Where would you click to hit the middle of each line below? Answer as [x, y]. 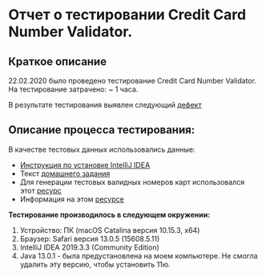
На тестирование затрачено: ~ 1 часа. [73, 89]
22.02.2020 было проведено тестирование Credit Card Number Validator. [132, 81]
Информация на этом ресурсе [72, 199]
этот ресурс [40, 190]
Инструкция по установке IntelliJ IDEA [85, 165]
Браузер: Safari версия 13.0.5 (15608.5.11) [90, 238]
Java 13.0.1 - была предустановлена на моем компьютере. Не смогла [139, 255]
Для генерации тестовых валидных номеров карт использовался [132, 181]
